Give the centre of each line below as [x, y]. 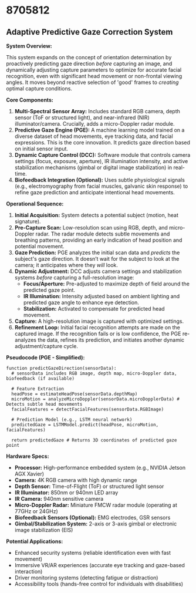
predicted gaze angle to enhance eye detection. [81, 302]
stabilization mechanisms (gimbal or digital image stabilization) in [93, 167]
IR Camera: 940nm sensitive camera [59, 499]
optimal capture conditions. [39, 88]
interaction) [28, 571]
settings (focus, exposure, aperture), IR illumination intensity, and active [101, 161]
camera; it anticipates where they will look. [66, 265]
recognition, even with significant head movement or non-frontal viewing [94, 76]
